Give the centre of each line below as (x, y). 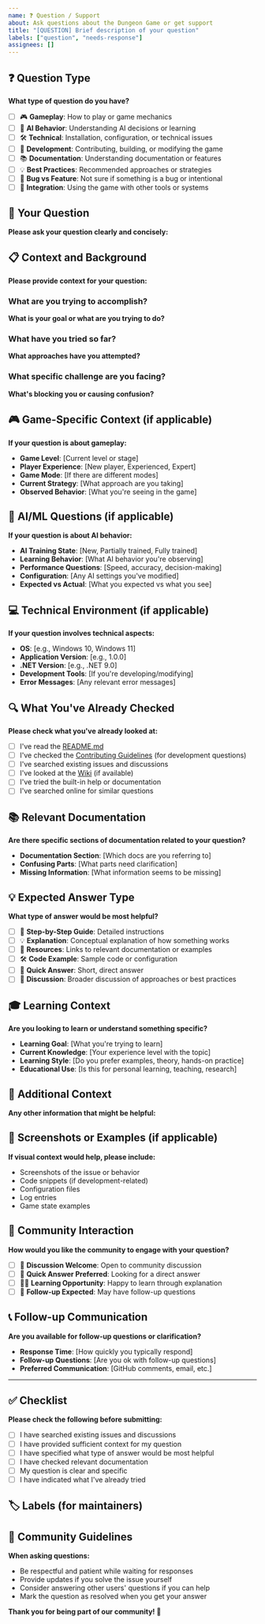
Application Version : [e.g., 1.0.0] (73, 657)
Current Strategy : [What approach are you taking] (101, 483)
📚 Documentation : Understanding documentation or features (121, 158)
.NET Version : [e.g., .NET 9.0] (68, 666)
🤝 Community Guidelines (71, 1537)
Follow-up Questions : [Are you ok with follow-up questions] (118, 1360)
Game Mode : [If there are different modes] (89, 474)
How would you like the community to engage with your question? (119, 1249)
